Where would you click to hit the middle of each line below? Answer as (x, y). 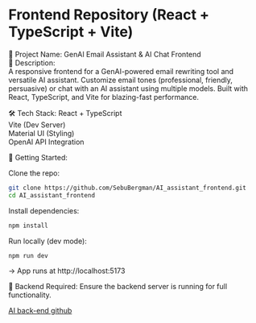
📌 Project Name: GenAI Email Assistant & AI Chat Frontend (105, 54)
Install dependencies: (44, 210)
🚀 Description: (32, 63)
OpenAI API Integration (46, 142)
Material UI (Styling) (41, 133)
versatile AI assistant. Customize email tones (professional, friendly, (121, 80)
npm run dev (28, 255)
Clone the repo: (34, 173)
